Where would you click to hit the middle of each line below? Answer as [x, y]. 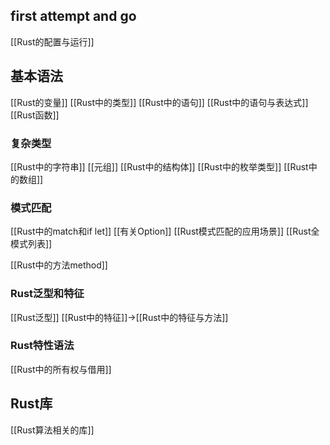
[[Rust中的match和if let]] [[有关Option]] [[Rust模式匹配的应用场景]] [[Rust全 [165, 231]
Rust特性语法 [42, 346]
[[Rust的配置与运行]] [52, 41]
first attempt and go [73, 16]
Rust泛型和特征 [47, 294]
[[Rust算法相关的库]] [52, 430]
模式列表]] [31, 244]
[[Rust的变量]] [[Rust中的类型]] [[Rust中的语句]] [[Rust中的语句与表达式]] [159, 102]
